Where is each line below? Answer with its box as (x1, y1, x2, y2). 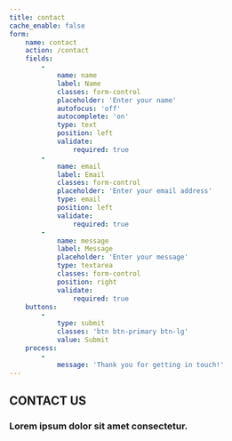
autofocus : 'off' (56, 104, 122, 113)
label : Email (56, 170, 105, 179)
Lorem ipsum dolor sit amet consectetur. (9, 420, 188, 432)
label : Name (56, 79, 101, 88)
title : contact (9, 12, 66, 22)
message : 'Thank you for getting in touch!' (56, 360, 225, 369)
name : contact (25, 37, 77, 47)
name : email (56, 162, 101, 171)
